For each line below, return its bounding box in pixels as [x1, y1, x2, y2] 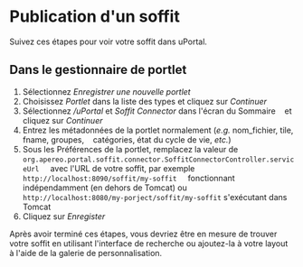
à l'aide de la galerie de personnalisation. [9, 247, 163, 258]
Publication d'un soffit [9, 6, 181, 27]
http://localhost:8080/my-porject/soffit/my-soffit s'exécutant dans [22, 191, 288, 202]
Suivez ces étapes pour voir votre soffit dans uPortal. [9, 36, 208, 47]
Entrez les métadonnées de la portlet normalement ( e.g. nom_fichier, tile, [22, 124, 294, 135]
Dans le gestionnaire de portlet [9, 62, 187, 78]
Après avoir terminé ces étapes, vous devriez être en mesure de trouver [9, 228, 278, 239]
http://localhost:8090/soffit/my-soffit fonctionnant [22, 172, 235, 183]
